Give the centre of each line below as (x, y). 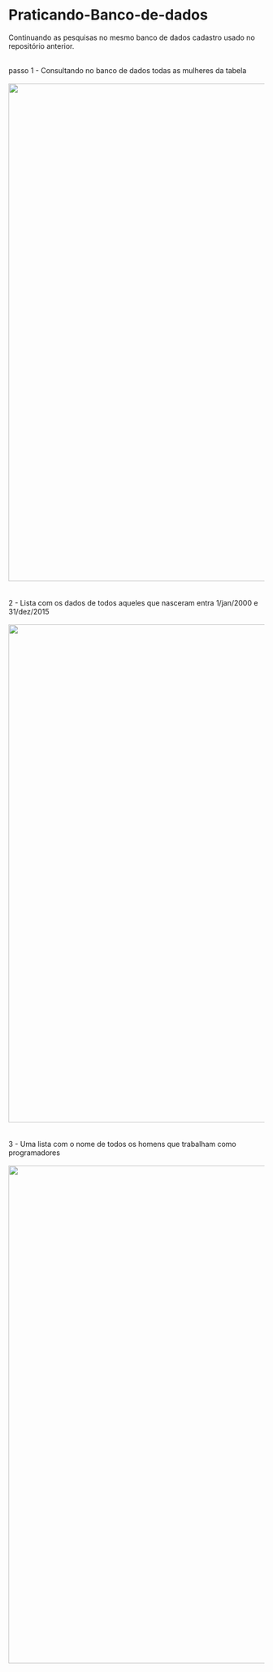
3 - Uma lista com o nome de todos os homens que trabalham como (123, 1144)
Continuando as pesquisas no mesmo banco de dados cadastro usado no (132, 37)
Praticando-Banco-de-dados (108, 15)
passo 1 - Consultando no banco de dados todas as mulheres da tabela (128, 70)
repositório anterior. (41, 46)
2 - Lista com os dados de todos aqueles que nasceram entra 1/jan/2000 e (133, 602)
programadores (35, 1153)
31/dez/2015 (29, 611)
